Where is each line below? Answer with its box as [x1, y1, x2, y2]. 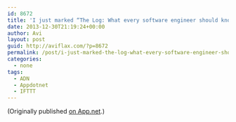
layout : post [7, 36, 46, 43]
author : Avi [7, 29, 42, 37]
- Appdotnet [13, 82, 49, 89]
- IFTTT [13, 88, 37, 95]
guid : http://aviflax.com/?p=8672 [7, 43, 109, 49]
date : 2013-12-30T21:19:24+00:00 [7, 23, 105, 30]
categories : [7, 56, 42, 63]
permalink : [7, 49, 39, 56]
